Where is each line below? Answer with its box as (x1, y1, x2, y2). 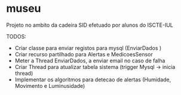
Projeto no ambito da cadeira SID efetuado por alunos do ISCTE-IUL (6, 21, 173, 28)
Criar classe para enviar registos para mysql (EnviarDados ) (14, 44, 162, 52)
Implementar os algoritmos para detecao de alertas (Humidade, (14, 76, 171, 83)
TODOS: (6, 33, 27, 40)
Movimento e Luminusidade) (14, 82, 85, 89)
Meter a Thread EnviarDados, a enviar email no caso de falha (14, 57, 165, 64)
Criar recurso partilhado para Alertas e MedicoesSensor (14, 50, 154, 58)
